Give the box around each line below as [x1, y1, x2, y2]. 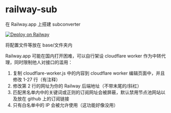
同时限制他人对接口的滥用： [14, 59, 73, 65]
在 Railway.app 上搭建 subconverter [5, 21, 81, 27]
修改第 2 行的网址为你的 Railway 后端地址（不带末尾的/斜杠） [12, 83, 142, 89]
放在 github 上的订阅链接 [17, 96, 70, 102]
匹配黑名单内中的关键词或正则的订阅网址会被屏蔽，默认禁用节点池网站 [12, 89, 161, 95]
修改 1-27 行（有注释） [12, 76, 60, 82]
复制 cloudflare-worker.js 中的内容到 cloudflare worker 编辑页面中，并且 [12, 70, 165, 76]
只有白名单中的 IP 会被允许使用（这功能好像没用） [12, 102, 119, 108]
